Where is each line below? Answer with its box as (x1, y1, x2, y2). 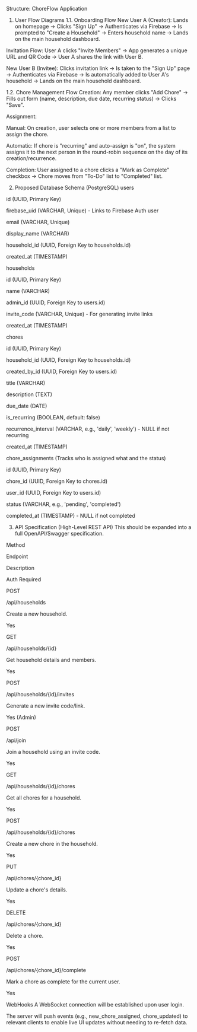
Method (6, 542, 26, 548)
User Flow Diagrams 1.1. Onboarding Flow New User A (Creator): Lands (14, 17, 189, 23)
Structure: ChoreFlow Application (6, 5, 88, 12)
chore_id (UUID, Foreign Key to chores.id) (6, 477, 108, 485)
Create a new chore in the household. (6, 840, 98, 847)
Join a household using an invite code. (6, 748, 101, 755)
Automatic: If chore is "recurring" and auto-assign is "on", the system (6, 142, 176, 149)
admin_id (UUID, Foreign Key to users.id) (6, 299, 106, 306)
